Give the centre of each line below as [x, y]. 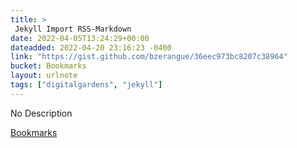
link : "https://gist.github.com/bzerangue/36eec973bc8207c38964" [149, 57]
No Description [41, 113]
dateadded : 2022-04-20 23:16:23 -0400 [91, 47]
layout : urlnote [44, 76]
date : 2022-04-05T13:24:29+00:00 [80, 38]
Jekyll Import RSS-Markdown [73, 29]
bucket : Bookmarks [48, 66]
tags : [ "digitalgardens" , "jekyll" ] [86, 85]
